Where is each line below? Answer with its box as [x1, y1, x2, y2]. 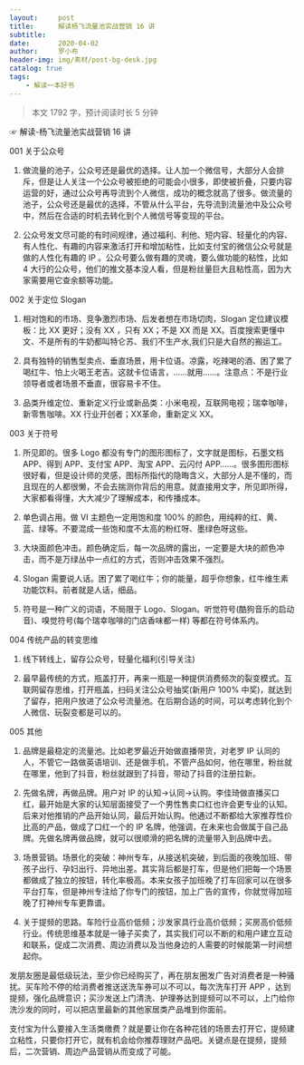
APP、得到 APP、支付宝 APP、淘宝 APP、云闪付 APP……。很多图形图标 [22, 458, 290, 469]
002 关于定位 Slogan [9, 294, 87, 305]
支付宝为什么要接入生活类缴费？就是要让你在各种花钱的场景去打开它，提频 [9, 1022, 287, 1034]
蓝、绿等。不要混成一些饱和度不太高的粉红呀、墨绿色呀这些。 [22, 523, 253, 533]
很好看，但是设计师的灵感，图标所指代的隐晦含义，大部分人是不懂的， [22, 469, 285, 481]
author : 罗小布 [9, 47, 79, 56]
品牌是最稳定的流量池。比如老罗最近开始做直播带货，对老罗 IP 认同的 [22, 745, 280, 756]
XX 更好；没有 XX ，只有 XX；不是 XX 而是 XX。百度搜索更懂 [48, 324, 278, 336]
